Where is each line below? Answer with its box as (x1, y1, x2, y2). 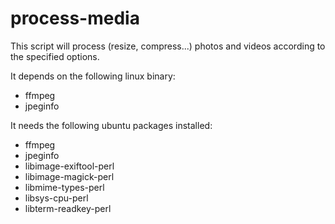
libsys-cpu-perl (24, 192, 89, 204)
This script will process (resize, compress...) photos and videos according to (10, 40, 326, 52)
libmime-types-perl (24, 181, 105, 193)
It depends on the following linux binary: (10, 70, 176, 82)
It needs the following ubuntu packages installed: (10, 119, 213, 131)
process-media (10, 7, 140, 30)
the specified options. (10, 50, 100, 62)
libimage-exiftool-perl (24, 160, 115, 172)
